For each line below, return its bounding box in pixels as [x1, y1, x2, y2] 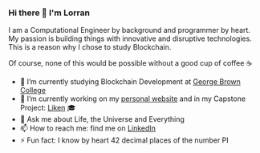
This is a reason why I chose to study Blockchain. [8, 42, 172, 52]
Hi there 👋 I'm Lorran [8, 7, 91, 18]
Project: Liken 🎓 [19, 103, 76, 113]
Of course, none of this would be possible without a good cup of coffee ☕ [8, 58, 253, 68]
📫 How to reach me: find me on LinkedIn [19, 123, 156, 133]
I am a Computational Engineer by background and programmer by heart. [8, 26, 251, 35]
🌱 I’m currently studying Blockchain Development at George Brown [19, 77, 241, 87]
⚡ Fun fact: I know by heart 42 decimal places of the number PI [19, 135, 229, 145]
